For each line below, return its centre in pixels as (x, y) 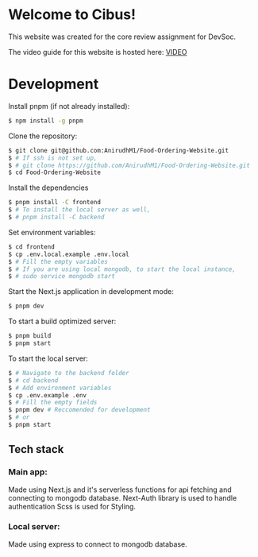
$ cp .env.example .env (48, 395)
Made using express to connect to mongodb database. (98, 544)
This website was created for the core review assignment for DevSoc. (122, 37)
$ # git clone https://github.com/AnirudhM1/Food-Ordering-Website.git (129, 165)
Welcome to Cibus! (72, 15)
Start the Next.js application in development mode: (91, 292)
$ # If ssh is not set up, (53, 158)
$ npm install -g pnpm (46, 121)
